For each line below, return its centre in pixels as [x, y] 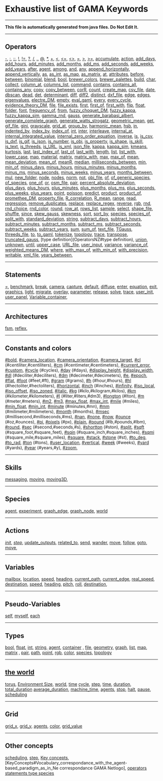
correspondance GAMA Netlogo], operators [103, 768]
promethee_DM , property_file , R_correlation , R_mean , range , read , [71, 198]
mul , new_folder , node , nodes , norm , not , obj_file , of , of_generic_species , [78, 177]
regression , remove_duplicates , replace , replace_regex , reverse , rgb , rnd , [78, 203]
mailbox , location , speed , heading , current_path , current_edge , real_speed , [80, 579]
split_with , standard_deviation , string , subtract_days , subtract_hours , [73, 219]
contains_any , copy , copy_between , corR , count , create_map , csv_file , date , [81, 89]
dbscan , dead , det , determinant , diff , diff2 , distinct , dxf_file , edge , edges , [78, 95]
